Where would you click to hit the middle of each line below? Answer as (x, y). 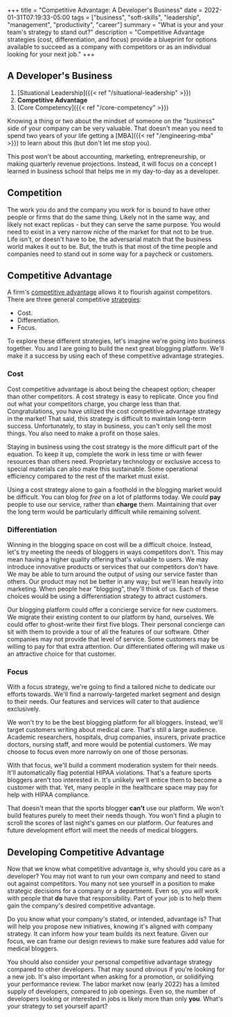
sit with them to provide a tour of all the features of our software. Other (108, 632)
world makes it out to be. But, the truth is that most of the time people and (113, 246)
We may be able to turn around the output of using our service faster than (113, 574)
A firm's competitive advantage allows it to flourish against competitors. (110, 292)
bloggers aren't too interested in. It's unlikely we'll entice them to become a (115, 780)
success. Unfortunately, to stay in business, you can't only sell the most (109, 426)
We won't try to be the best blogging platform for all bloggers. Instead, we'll (115, 722)
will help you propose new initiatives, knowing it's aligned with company (110, 927)
